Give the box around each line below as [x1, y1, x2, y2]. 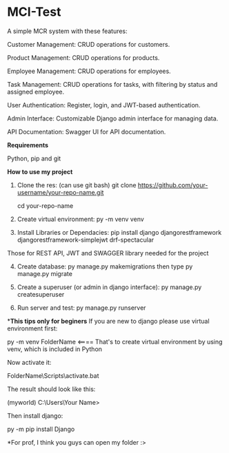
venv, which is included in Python [7, 345, 102, 353]
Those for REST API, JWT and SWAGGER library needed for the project [7, 249, 209, 257]
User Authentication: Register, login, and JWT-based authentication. [7, 101, 201, 109]
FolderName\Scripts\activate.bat [7, 371, 99, 379]
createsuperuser [17, 290, 65, 298]
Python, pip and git [7, 154, 61, 162]
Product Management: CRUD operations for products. [7, 53, 160, 62]
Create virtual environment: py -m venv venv [17, 215, 145, 223]
